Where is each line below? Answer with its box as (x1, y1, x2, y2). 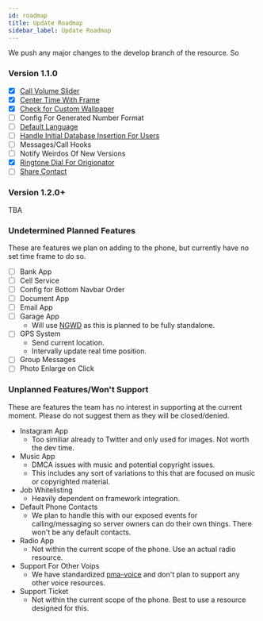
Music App (19, 451, 55, 461)
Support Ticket (19, 586, 69, 596)
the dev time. (31, 442, 75, 453)
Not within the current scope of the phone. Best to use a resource (31, 595, 246, 604)
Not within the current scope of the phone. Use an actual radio (31, 544, 236, 553)
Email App (19, 303, 53, 312)
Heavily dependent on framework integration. (31, 493, 181, 503)
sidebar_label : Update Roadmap (8, 26, 112, 34)
